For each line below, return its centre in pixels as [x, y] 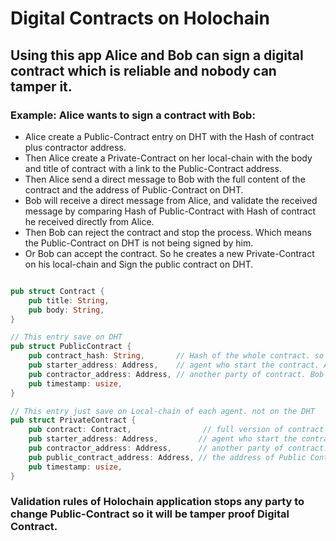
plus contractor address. [75, 147]
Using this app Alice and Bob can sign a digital [157, 55]
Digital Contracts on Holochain [140, 18]
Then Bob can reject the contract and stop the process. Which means [168, 232]
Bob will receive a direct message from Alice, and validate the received [171, 200]
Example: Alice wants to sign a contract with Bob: [133, 115]
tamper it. [41, 86]
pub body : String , [66, 310]
